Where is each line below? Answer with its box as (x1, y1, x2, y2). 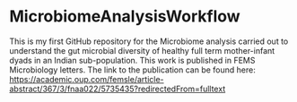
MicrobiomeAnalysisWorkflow (9, 6, 240, 27)
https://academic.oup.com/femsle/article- (9, 73, 164, 84)
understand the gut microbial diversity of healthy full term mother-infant (9, 45, 275, 55)
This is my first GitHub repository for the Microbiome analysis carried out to (9, 36, 289, 47)
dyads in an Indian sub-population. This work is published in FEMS (9, 55, 256, 65)
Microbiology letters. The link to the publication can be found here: (9, 64, 256, 75)
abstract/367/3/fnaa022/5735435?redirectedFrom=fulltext (9, 83, 226, 94)
